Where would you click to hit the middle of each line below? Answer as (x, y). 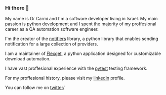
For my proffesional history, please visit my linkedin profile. (65, 78)
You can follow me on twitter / (35, 88)
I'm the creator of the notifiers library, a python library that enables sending (82, 39)
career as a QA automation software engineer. (52, 29)
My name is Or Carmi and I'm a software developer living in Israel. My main (82, 19)
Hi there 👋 (17, 8)
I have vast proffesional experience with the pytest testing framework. (76, 68)
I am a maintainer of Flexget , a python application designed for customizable (83, 53)
